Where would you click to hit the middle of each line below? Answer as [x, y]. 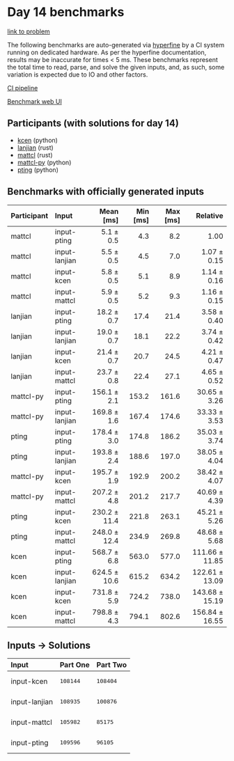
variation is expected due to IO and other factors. [78, 74]
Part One [75, 665]
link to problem [29, 31]
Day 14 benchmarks [66, 12]
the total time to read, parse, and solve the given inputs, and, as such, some [116, 67]
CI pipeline [23, 88]
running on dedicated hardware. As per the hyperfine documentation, [107, 52]
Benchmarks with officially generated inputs [106, 192]
